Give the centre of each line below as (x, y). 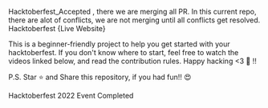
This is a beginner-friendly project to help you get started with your (119, 44)
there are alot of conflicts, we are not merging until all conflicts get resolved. (134, 20)
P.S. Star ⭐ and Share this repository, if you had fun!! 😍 (100, 77)
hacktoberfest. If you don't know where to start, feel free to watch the (124, 52)
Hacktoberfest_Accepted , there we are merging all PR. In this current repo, (132, 12)
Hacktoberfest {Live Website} (57, 28)
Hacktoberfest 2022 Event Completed (71, 96)
